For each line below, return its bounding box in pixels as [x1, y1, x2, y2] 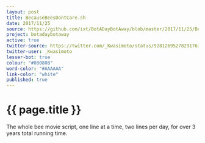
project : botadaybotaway [6, 32, 70, 38]
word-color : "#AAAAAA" [6, 65, 64, 72]
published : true [6, 77, 48, 83]
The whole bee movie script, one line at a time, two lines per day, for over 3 [6, 123, 196, 131]
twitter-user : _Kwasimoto [6, 49, 72, 55]
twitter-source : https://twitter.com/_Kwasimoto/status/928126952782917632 [6, 43, 203, 49]
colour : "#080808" [6, 60, 53, 66]
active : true [6, 37, 40, 43]
